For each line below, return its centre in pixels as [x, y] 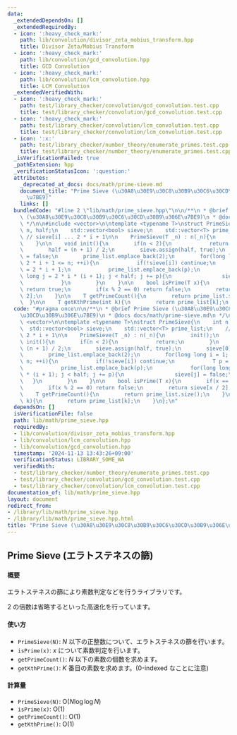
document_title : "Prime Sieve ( [67, 191]
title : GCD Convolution [55, 66]
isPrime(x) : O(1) [41, 709]
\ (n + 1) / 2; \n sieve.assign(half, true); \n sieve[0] [126, 348]
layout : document [33, 499]
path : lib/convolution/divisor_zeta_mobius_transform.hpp [107, 40]
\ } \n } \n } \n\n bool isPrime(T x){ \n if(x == [124, 381]
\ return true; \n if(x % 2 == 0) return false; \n [105, 289]
